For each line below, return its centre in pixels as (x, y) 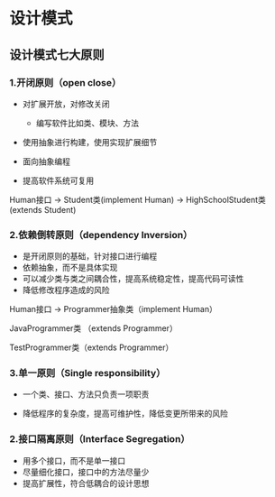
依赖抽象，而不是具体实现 (70, 268)
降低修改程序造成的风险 (66, 290)
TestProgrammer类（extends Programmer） (92, 347)
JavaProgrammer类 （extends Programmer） (93, 328)
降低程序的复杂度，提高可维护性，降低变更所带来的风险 (125, 414)
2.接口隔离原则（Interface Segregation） (100, 439)
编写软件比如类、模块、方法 (87, 123)
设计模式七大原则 (57, 55)
